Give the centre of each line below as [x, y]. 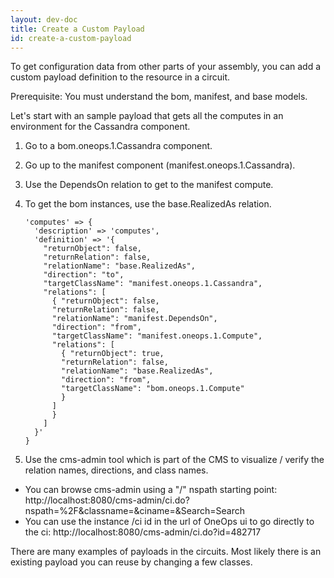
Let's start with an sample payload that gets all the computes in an [147, 116]
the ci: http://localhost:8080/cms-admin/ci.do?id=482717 [143, 532]
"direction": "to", [84, 275]
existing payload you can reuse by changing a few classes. [131, 562]
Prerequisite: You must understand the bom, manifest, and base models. [159, 97]
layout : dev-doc [44, 19]
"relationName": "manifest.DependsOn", [134, 319]
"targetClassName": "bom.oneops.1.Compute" [153, 389]
